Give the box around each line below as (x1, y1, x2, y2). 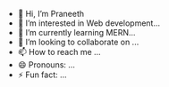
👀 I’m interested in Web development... (17, 18, 161, 28)
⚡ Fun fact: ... (17, 69, 67, 80)
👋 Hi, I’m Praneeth (17, 9, 85, 19)
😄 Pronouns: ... (17, 59, 76, 70)
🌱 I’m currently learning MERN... (17, 28, 136, 37)
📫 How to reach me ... (17, 47, 101, 57)
